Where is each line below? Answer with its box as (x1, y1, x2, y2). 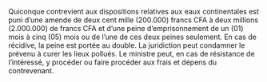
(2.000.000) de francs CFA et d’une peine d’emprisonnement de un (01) (8, 24, 244, 33)
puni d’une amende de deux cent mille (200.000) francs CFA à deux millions (8, 15, 258, 25)
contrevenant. (8, 66, 54, 75)
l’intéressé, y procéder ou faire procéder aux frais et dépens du (8, 57, 217, 67)
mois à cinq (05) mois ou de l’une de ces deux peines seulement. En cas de (8, 32, 257, 41)
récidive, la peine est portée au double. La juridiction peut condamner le (8, 41, 245, 50)
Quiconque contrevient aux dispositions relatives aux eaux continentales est (8, 7, 260, 16)
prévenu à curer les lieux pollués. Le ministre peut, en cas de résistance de (8, 49, 255, 58)
